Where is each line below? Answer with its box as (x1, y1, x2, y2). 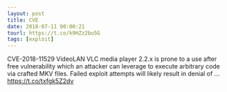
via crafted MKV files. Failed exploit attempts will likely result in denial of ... (7, 70, 220, 78)
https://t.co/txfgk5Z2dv (7, 77, 74, 85)
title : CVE (7, 17, 39, 24)
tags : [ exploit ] (7, 36, 54, 43)
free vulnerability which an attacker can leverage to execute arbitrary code (7, 62, 220, 71)
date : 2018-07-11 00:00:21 (7, 23, 85, 30)
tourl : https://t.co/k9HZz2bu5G (7, 29, 100, 37)
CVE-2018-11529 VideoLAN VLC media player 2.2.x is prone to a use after (7, 55, 217, 63)
